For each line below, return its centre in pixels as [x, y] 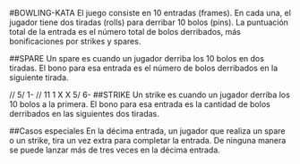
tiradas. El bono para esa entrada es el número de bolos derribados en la [144, 68]
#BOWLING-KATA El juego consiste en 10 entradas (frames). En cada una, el [150, 13]
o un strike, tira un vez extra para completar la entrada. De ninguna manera [148, 140]
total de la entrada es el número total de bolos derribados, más [125, 32]
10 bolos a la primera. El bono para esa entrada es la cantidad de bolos [140, 104]
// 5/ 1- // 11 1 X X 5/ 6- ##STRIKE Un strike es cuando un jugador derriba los [150, 94]
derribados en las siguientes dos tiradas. [84, 114]
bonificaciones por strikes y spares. [75, 41]
